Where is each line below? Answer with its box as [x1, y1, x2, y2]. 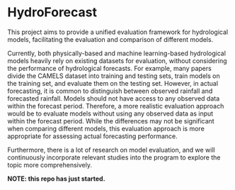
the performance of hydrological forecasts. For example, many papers [7, 64, 212, 72]
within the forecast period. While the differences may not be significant [7, 116, 214, 125]
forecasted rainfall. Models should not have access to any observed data [7, 94, 220, 103]
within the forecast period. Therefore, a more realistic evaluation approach [7, 101, 224, 110]
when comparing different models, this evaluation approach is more [7, 124, 205, 133]
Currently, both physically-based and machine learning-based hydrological [7, 49, 227, 57]
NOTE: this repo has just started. [7, 174, 105, 183]
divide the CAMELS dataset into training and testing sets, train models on [7, 72, 221, 80]
